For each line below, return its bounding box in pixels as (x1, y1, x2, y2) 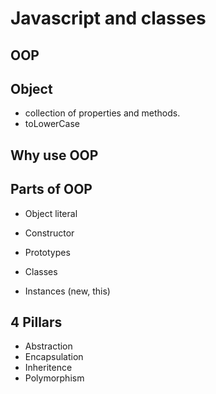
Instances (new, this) (24, 285, 111, 297)
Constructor (24, 227, 75, 239)
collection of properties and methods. (24, 107, 181, 119)
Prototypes (24, 246, 71, 258)
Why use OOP (10, 147, 99, 164)
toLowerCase (24, 118, 80, 130)
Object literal (24, 207, 78, 219)
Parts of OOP (10, 181, 93, 198)
